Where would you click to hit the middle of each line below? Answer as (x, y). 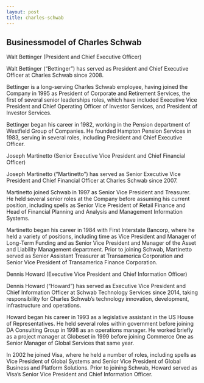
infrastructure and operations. (44, 306)
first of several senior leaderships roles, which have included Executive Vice (102, 100)
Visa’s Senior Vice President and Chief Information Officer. (79, 374)
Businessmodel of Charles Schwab (74, 42)
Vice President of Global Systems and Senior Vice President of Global (94, 361)
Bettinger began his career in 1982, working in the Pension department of (98, 125)
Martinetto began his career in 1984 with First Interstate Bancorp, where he (100, 230)
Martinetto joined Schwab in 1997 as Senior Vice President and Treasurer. (98, 192)
